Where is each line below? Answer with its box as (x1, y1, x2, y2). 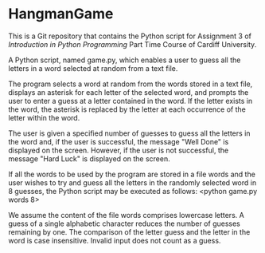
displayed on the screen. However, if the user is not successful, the (8, 145, 229, 155)
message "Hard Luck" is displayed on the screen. (8, 153, 170, 164)
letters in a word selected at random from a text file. (8, 63, 178, 73)
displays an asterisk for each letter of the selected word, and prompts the (8, 87, 249, 97)
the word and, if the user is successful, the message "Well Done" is (8, 136, 229, 146)
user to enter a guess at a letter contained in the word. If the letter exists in (8, 96, 253, 105)
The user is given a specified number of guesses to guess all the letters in (8, 128, 251, 138)
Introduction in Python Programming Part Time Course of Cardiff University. (8, 39, 257, 49)
